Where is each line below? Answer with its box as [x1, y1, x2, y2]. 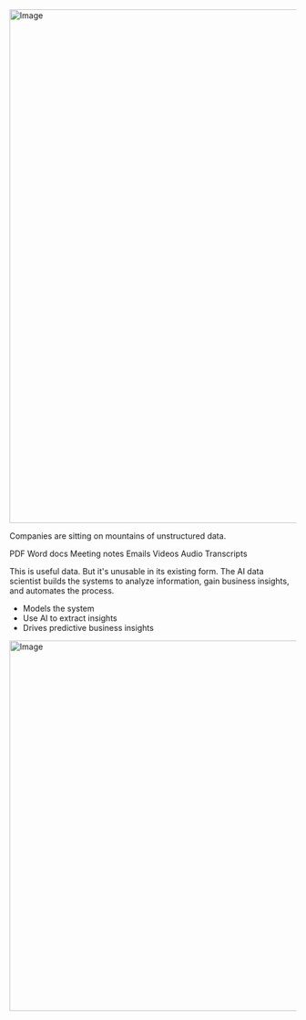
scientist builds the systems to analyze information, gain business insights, [9, 575, 290, 586]
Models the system [22, 603, 95, 614]
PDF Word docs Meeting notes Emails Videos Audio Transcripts [9, 548, 248, 559]
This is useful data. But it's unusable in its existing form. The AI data [9, 566, 264, 576]
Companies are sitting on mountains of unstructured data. [9, 531, 227, 542]
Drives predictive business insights [22, 623, 155, 633]
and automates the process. [9, 585, 115, 596]
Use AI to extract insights [22, 613, 117, 624]
